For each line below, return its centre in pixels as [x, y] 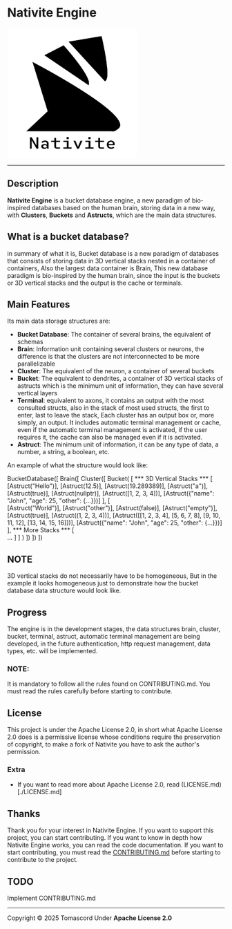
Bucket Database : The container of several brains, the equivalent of [114, 335]
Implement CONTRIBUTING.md [51, 898]
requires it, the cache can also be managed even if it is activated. [110, 438]
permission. [24, 752]
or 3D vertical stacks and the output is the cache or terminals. [95, 283]
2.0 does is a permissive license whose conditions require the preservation [114, 737]
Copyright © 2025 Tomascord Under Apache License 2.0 [90, 918]
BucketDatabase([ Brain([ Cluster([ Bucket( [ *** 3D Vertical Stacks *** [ [110, 479]
